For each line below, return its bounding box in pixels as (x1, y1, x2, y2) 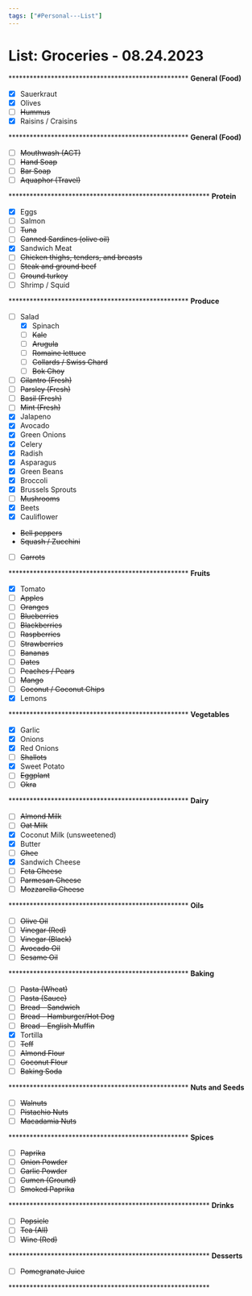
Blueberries (19, 611, 59, 621)
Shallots (19, 752, 47, 762)
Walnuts (19, 1098, 48, 1107)
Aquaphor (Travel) (19, 175, 81, 185)
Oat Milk (19, 820, 48, 831)
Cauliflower (19, 512, 59, 521)
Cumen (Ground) (19, 1175, 76, 1186)
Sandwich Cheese (19, 856, 81, 867)
